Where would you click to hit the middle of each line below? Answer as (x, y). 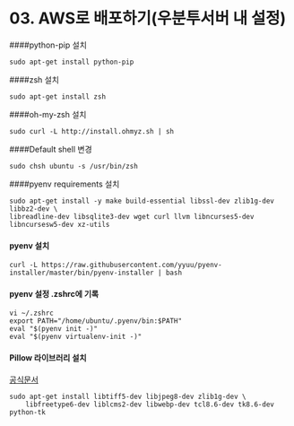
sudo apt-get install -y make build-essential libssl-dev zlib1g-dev (142, 201)
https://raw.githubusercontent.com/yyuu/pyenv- (132, 265)
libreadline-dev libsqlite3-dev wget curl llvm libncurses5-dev (132, 216)
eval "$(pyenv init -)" (54, 329)
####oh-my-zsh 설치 (48, 114)
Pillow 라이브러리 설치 (48, 357)
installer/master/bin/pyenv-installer (82, 273)
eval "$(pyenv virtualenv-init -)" (76, 337)
